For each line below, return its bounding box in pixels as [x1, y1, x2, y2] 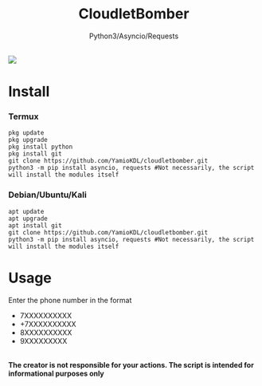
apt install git [8, 221, 62, 230]
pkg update [8, 129, 45, 137]
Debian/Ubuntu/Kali [8, 189, 88, 200]
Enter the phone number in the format [8, 295, 132, 305]
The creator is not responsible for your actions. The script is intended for [8, 360, 255, 369]
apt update [8, 207, 45, 215]
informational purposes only [8, 368, 105, 378]
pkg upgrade [8, 136, 48, 144]
